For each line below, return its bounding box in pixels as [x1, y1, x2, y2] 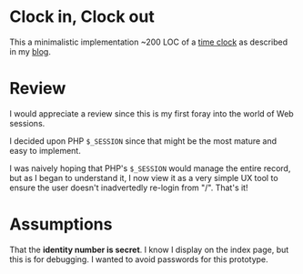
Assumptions [9, 214, 113, 235]
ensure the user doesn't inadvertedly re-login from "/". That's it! [9, 182, 248, 193]
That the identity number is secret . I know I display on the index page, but [9, 244, 289, 255]
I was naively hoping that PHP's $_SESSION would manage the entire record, [9, 162, 291, 174]
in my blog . [9, 46, 52, 56]
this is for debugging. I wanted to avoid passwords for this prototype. [9, 253, 268, 265]
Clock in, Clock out [9, 6, 155, 27]
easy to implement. [9, 145, 82, 156]
